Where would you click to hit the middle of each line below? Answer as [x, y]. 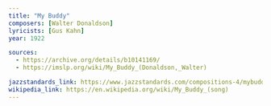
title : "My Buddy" [39, 16]
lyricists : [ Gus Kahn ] [46, 31]
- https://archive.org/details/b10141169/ [88, 60]
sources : [23, 53]
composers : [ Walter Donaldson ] [61, 23]
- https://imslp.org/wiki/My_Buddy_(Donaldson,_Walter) [111, 68]
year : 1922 [27, 38]
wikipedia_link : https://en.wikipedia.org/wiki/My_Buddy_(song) [119, 89]
